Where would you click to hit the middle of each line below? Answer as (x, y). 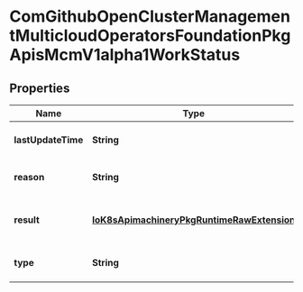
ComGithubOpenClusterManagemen (150, 17)
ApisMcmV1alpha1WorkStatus (125, 55)
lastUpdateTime (49, 140)
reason (29, 177)
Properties (40, 88)
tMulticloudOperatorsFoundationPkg (150, 36)
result (27, 220)
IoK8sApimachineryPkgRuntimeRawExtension (193, 220)
